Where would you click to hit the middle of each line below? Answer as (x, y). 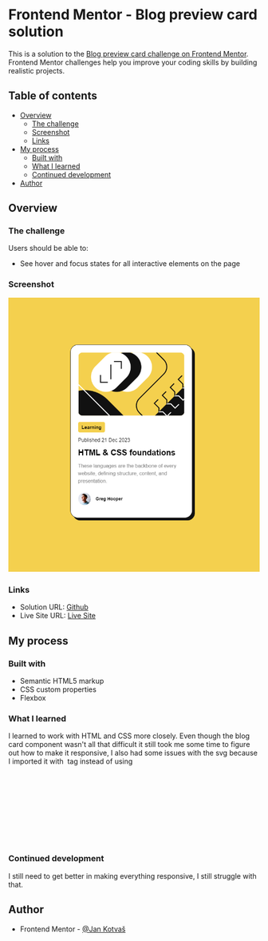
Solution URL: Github (54, 607)
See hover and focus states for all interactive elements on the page (130, 264)
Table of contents (53, 96)
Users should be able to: (49, 248)
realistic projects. (37, 70)
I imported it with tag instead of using (71, 761)
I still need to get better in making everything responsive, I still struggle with (132, 875)
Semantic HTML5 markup (62, 681)
